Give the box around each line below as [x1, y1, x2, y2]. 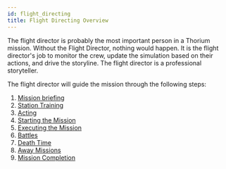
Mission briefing [17, 93, 65, 102]
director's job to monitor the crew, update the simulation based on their [7, 51, 213, 60]
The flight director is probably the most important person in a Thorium [7, 36, 211, 44]
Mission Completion [17, 153, 76, 162]
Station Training [17, 101, 64, 109]
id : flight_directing [7, 10, 71, 18]
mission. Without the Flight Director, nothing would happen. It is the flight [7, 44, 219, 52]
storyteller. [7, 66, 39, 75]
